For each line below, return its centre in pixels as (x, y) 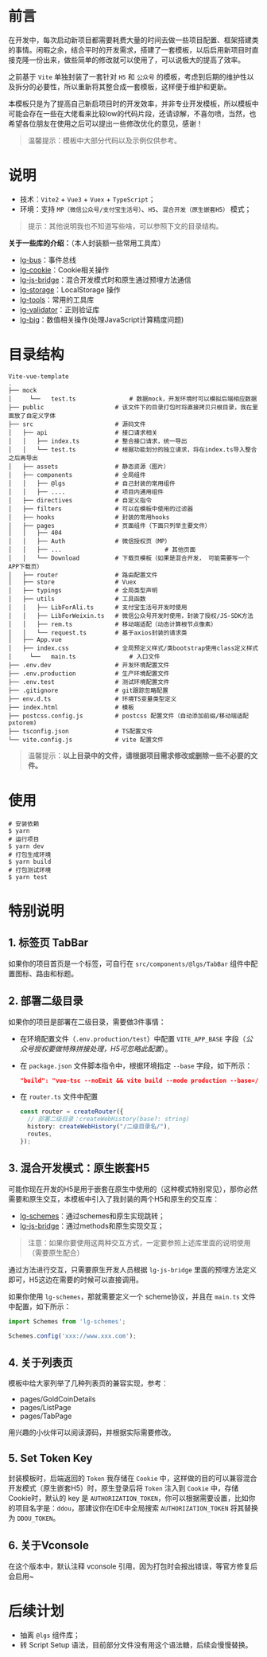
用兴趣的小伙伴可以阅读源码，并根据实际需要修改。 (92, 1432)
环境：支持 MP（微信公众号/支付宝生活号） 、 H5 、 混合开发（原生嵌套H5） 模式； (135, 209)
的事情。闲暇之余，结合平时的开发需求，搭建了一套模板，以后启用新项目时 (130, 49)
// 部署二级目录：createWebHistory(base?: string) (108, 1120)
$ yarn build (30, 862)
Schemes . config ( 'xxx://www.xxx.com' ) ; (72, 1336)
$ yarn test (28, 877)
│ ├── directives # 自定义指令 (80, 500)
